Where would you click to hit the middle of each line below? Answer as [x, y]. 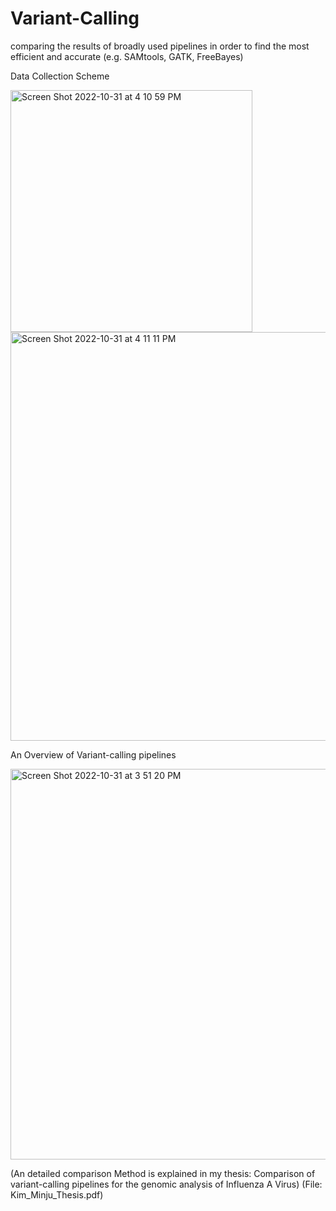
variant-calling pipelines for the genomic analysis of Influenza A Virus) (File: [166, 1184]
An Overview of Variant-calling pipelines [93, 754]
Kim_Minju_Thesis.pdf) [57, 1194]
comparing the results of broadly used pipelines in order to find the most [160, 46]
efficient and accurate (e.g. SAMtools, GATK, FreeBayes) [127, 56]
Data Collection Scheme [60, 76]
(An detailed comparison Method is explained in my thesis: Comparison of [163, 1173]
